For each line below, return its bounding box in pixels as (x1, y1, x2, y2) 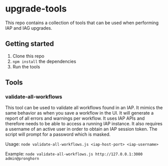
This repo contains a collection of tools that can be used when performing (5, 20, 159, 26)
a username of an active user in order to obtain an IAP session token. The (5, 126, 157, 132)
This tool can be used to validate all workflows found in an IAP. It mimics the (5, 105, 163, 111)
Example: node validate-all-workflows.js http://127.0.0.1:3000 (5, 151, 143, 157)
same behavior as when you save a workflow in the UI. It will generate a (5, 110, 154, 116)
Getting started (5, 40, 54, 48)
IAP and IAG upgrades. (5, 25, 52, 31)
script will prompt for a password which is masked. (5, 131, 111, 137)
